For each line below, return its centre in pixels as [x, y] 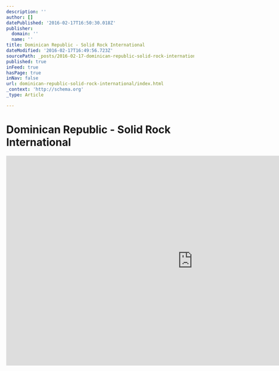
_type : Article [25, 95]
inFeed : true [22, 67]
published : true [26, 61]
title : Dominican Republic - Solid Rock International [76, 45]
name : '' [22, 39]
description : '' [26, 12]
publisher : [20, 28]
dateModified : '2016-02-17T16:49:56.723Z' [60, 51]
